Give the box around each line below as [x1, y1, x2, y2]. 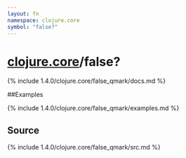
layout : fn [7, 10, 39, 18]
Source [7, 124, 40, 136]
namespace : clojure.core [7, 17, 80, 24]
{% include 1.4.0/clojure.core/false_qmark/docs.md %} [7, 77, 166, 85]
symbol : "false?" [7, 23, 58, 30]
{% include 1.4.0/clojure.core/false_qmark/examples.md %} [7, 104, 180, 112]
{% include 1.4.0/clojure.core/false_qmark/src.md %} [7, 143, 161, 152]
